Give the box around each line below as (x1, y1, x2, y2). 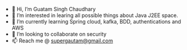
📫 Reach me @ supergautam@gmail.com (11, 37, 113, 44)
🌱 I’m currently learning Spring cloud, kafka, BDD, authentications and (11, 18, 181, 25)
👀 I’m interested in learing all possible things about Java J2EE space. (11, 12, 178, 19)
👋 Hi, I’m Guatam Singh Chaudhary (11, 6, 96, 12)
